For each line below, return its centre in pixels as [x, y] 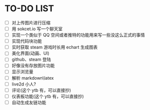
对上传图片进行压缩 [31, 22]
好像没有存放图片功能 [33, 66]
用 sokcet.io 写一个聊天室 [37, 29]
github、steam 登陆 [31, 60]
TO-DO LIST [29, 9]
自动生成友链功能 [29, 102]
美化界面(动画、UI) [31, 53]
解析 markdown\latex [33, 78]
